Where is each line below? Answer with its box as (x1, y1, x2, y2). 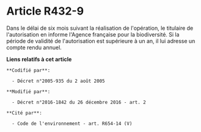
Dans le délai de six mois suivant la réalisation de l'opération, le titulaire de (6, 24, 194, 32)
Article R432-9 (6, 4, 84, 18)
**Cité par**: (6, 109, 43, 116)
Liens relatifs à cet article (6, 55, 72, 63)
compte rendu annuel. (6, 44, 62, 51)
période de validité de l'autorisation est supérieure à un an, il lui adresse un (6, 37, 196, 44)
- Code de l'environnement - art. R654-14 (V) (12, 120, 133, 127)
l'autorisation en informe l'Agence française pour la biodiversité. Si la (6, 30, 180, 38)
